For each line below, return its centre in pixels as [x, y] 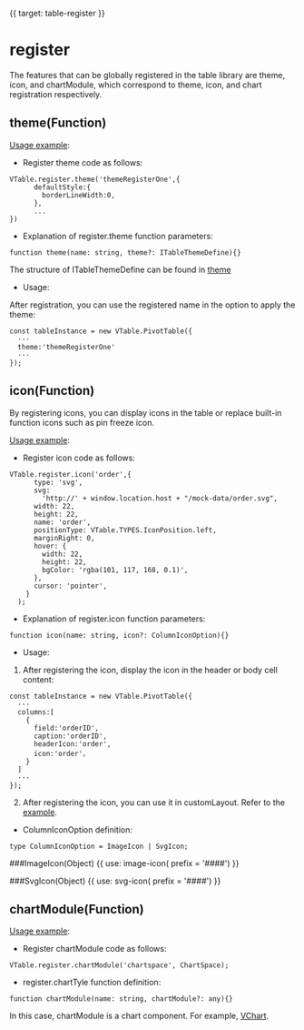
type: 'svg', [58, 482]
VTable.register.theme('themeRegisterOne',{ [95, 179]
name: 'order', [62, 522]
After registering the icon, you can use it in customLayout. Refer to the [154, 802]
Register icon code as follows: [79, 458]
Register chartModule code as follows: [94, 949]
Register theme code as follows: [83, 162]
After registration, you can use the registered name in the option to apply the [152, 305]
